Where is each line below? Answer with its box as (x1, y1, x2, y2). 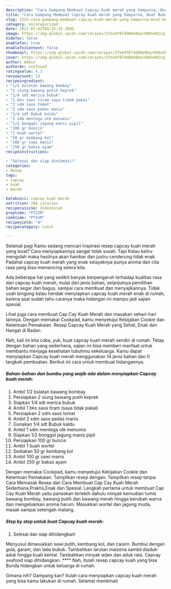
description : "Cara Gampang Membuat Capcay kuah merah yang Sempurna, (6, 7, 158, 13)
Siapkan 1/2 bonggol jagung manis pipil (13, 432, 95, 438)
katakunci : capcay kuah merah (6, 196, 70, 201)
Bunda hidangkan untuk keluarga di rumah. (6, 563, 96, 569)
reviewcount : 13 (6, 74, 40, 79)
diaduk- (142, 546, 159, 552)
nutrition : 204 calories (6, 201, 58, 206)
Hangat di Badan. (6, 328, 42, 334)
